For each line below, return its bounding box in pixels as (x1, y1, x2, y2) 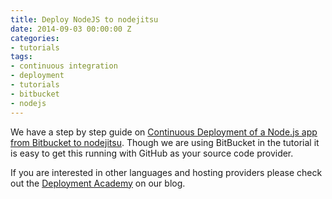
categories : (10, 33, 60, 43)
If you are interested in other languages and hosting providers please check (10, 166, 323, 178)
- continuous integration (10, 61, 118, 71)
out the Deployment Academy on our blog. (10, 177, 186, 189)
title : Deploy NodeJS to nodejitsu (10, 14, 159, 25)
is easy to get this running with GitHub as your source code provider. (10, 147, 294, 159)
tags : (10, 52, 33, 62)
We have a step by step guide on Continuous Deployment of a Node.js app (10, 126, 318, 138)
